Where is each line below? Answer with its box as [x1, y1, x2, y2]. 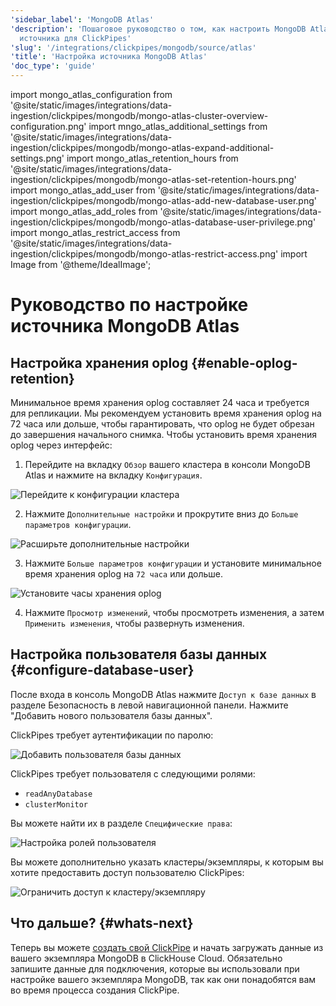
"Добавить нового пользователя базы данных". [10, 709, 213, 721]
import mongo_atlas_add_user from [10, 184, 156, 196]
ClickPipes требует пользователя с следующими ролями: [10, 767, 256, 780]
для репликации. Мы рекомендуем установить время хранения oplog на [10, 407, 322, 419]
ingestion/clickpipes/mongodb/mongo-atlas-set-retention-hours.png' [10, 174, 297, 185]
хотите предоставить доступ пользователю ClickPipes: [10, 866, 245, 878]
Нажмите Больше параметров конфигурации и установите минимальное [24, 557, 322, 569]
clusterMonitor [24, 799, 89, 810]
